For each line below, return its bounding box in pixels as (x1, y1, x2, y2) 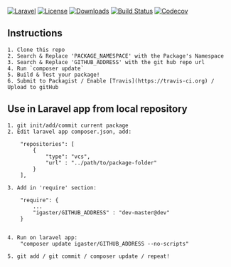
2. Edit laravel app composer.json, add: (7, 128, 132, 135)
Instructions (7, 27, 63, 39)
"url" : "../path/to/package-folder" (45, 159, 158, 167)
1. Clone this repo (7, 46, 65, 53)
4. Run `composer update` (7, 65, 84, 72)
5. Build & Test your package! (7, 71, 100, 78)
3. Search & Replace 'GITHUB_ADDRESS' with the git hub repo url (7, 58, 205, 66)
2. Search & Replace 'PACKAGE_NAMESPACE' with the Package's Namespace (7, 52, 224, 60)
